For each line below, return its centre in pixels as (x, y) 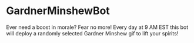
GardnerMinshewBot (58, 11)
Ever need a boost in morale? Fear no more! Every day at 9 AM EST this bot (97, 27)
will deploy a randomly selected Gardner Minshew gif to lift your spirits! (92, 33)
